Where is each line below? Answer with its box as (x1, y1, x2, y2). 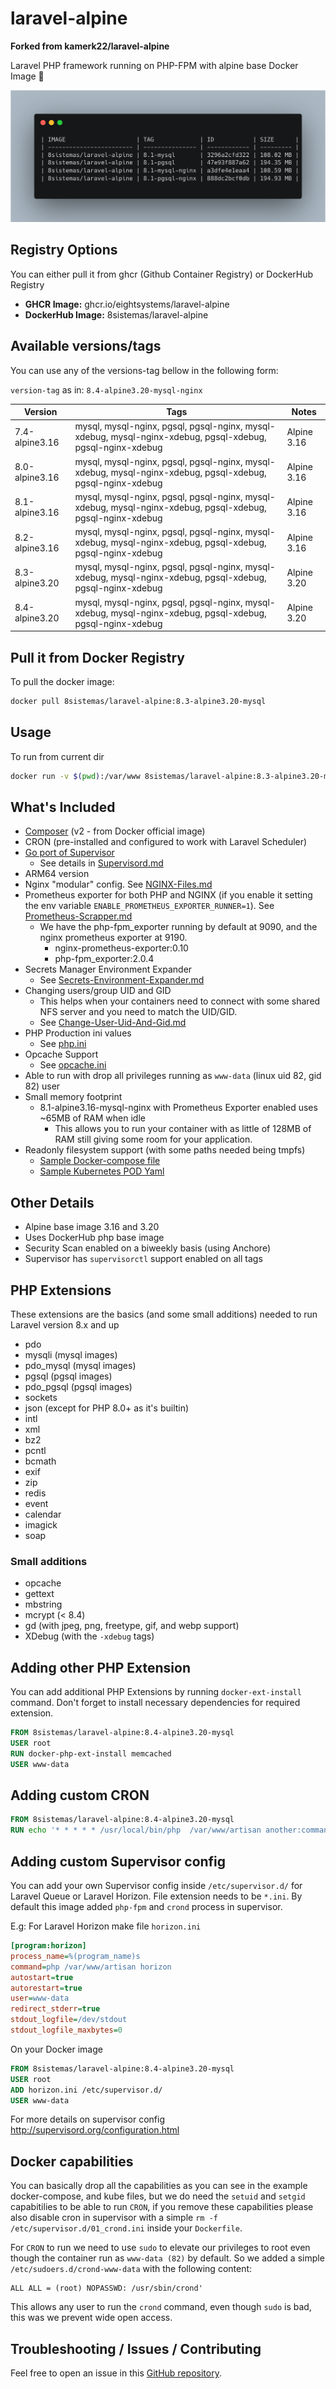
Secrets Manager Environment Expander (24, 963, 193, 976)
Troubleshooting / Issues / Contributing (10, 2340, 262, 2357)
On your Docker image (10, 2043, 103, 2055)
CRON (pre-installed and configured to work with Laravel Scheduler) (24, 836, 308, 848)
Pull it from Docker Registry (10, 649, 185, 666)
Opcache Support (24, 1048, 99, 1061)
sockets (24, 1392, 58, 1404)
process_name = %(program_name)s (10, 1951, 141, 1961)
